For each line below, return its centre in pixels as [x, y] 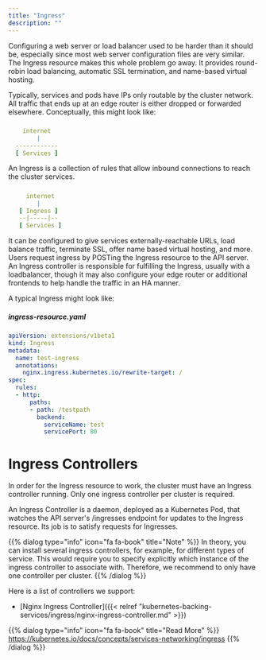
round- [247, 62]
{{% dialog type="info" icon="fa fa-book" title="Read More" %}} [114, 631]
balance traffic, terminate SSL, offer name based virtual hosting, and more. [130, 249]
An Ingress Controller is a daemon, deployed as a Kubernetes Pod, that [124, 510]
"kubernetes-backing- [175, 607]
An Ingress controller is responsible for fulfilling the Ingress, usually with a [129, 266]
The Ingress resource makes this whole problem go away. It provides [121, 62]
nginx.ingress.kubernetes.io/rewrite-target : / [102, 373]
